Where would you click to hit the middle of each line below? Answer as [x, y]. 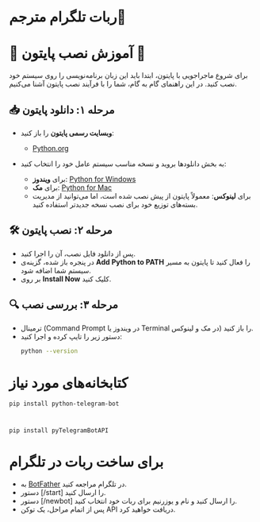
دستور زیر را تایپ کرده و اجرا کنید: [71, 336]
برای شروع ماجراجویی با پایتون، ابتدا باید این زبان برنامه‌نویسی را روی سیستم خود [128, 75]
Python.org [51, 148]
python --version [49, 351]
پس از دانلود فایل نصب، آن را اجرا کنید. [78, 253]
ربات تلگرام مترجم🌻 [67, 17]
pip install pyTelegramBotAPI [59, 430]
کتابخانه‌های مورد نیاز [69, 383]
